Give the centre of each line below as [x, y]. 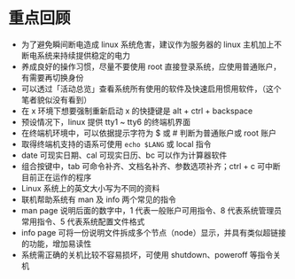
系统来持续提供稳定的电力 [83, 55]
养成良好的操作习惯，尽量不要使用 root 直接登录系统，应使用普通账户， [151, 66]
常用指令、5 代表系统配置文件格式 [83, 221]
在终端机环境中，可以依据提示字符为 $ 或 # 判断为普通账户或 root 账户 [148, 133]
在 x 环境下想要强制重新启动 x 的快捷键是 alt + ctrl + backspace [137, 111]
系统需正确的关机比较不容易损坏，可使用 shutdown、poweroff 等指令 [147, 254]
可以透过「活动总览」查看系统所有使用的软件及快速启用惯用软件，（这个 [151, 89]
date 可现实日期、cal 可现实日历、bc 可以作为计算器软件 [124, 155]
